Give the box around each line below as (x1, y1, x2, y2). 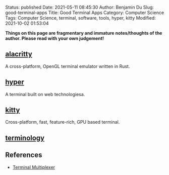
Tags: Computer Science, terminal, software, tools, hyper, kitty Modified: (5, 15, 156, 21)
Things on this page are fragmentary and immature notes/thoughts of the (5, 30, 162, 36)
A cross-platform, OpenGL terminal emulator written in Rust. (5, 63, 130, 69)
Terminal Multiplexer (12, 164, 55, 170)
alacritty (5, 50, 33, 58)
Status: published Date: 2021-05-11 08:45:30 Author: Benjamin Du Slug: (5, 5, 154, 10)
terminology (5, 133, 44, 142)
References (5, 151, 42, 159)
